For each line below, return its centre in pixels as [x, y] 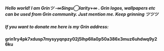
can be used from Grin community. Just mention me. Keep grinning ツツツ [82, 14]
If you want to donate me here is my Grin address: [57, 26]
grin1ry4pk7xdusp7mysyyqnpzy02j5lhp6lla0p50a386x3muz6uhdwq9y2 [81, 39]
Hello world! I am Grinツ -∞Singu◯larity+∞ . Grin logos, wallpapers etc [80, 8]
